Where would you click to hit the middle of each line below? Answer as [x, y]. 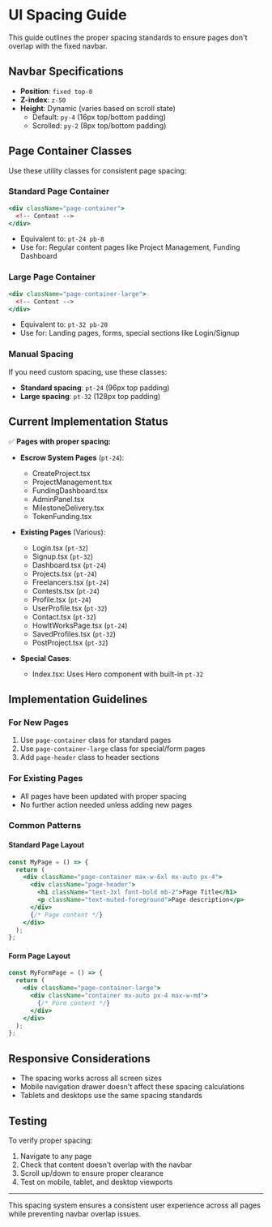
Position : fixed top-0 [56, 91]
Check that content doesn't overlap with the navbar [106, 1165]
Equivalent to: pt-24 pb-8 [62, 239]
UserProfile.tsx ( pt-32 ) [70, 608]
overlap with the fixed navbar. [58, 45]
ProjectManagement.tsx [72, 482]
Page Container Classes [70, 151]
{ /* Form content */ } [74, 1003]
